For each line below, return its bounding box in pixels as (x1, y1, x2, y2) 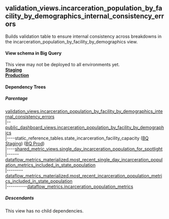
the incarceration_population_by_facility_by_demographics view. (5, 38, 138, 45)
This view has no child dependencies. (5, 207, 84, 214)
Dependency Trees (5, 83, 46, 90)
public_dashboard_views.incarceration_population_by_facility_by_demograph (5, 124, 164, 130)
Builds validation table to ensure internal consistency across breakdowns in (5, 33, 162, 39)
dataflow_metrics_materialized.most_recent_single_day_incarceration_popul (5, 156, 163, 162)
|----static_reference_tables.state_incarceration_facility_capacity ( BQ (5, 135, 149, 141)
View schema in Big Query (5, 50, 62, 56)
